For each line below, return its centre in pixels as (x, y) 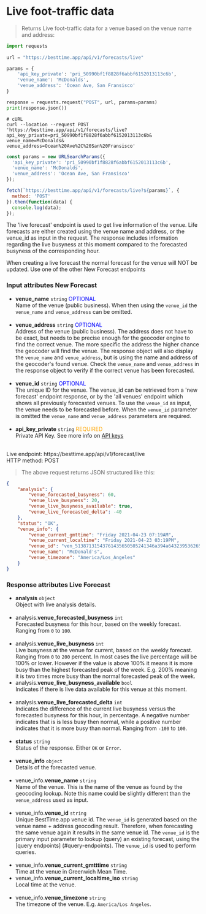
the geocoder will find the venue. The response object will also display (104, 351)
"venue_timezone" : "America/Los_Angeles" (82, 558)
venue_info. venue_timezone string (60, 898)
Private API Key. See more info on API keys (69, 435)
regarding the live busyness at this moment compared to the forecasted (97, 245)
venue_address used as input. (52, 800)
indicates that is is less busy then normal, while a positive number (98, 722)
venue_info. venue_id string (51, 813)
